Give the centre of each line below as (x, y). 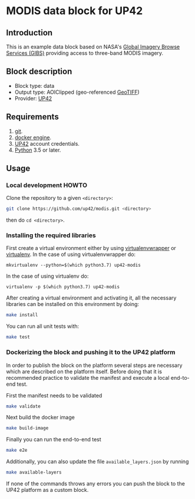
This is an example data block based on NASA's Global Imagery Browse (93, 47)
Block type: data (34, 86)
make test (18, 337)
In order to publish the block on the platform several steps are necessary (94, 365)
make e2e (17, 450)
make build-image (27, 428)
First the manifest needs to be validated (54, 395)
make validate (24, 406)
